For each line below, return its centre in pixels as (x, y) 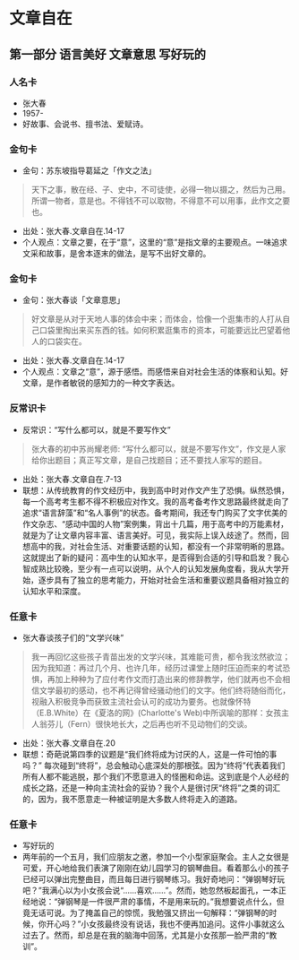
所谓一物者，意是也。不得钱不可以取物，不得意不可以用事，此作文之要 (161, 201)
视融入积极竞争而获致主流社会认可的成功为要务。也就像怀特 (141, 702)
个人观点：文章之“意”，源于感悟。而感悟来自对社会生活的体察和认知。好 (155, 372)
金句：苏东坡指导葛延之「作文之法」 (89, 170)
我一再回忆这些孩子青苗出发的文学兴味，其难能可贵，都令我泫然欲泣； (161, 657)
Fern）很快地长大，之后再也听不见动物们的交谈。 (161, 724)
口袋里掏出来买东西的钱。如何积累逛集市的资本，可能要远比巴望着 (161, 330)
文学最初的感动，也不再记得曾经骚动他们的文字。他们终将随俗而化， (165, 690)
